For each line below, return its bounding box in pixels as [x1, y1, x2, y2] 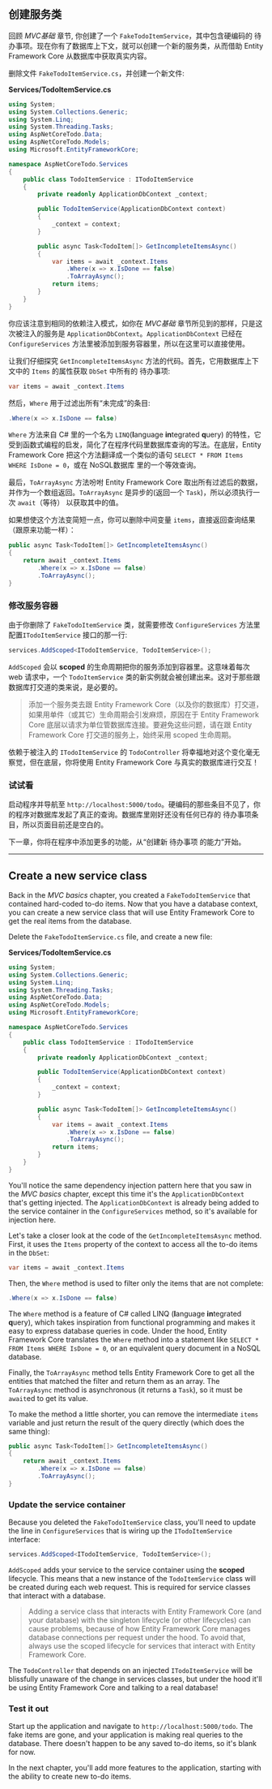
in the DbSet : [8, 1248, 50, 1257]
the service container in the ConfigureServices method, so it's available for [8, 1206, 257, 1216]
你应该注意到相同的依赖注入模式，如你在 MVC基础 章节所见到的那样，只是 [8, 318, 256, 328]
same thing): [8, 1426, 50, 1436]
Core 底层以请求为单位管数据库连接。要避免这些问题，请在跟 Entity [28, 719, 253, 729]
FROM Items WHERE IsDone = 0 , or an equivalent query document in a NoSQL [8, 1343, 261, 1353]
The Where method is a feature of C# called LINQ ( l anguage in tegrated [8, 1308, 242, 1318]
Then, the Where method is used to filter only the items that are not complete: [8, 1278, 264, 1288]
